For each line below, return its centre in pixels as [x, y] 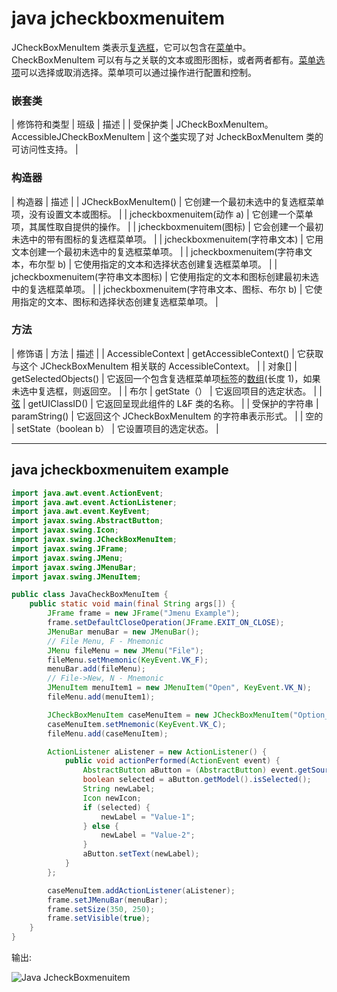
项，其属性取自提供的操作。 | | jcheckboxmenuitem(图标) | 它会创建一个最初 [167, 226]
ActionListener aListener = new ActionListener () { [157, 752]
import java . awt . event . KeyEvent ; [81, 512]
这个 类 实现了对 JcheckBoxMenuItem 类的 [238, 137]
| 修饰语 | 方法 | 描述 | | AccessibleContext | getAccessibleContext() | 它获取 [167, 353]
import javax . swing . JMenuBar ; [74, 567]
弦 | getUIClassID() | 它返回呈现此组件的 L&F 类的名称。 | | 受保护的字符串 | [165, 403]
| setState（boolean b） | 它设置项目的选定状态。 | [115, 428]
